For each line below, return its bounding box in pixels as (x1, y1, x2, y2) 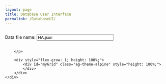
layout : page (5, 7, 32, 12)
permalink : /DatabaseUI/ (5, 16, 56, 21)
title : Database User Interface (5, 12, 71, 17)
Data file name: (5, 34, 36, 40)
